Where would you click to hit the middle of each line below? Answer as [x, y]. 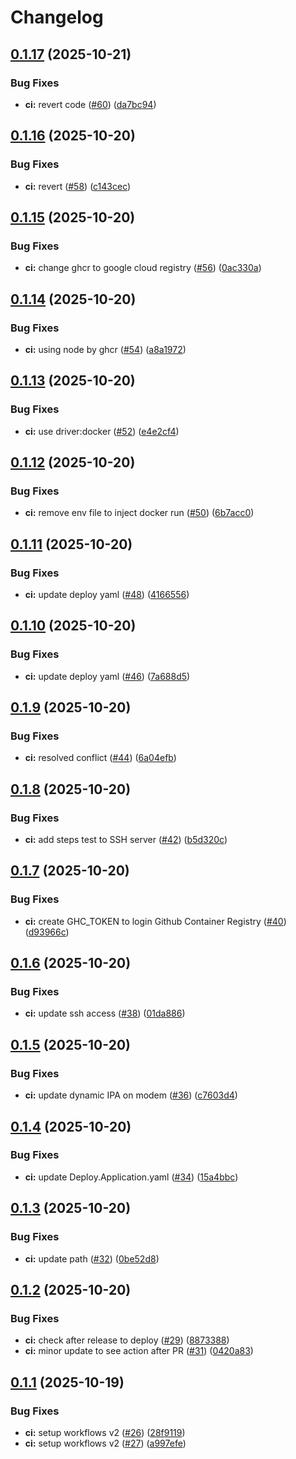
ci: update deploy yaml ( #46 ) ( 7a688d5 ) [107, 676]
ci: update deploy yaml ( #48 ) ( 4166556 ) [107, 594]
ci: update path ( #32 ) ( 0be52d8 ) [92, 1258]
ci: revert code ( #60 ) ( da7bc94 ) [90, 104]
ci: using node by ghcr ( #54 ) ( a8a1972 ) [105, 349]
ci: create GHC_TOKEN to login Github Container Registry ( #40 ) [155, 921]
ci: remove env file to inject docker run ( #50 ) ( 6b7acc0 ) [139, 513]
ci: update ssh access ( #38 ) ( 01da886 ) [105, 1013]
